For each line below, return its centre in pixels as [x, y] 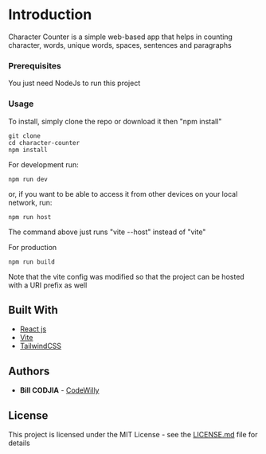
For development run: [43, 164]
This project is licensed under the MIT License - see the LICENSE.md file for [133, 434]
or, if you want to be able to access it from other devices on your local [123, 194]
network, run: [30, 202]
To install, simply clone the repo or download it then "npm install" [115, 121]
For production [33, 247]
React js [33, 329]
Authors [29, 371]
